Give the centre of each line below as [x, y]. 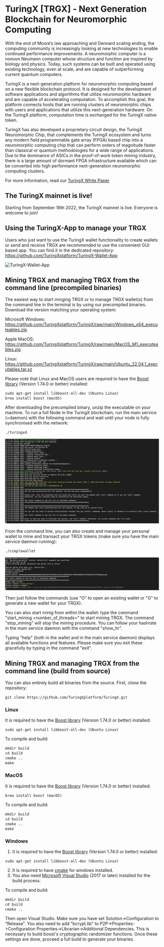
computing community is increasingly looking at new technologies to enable [82, 48]
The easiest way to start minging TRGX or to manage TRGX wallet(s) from [79, 300]
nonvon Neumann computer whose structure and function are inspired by [79, 59]
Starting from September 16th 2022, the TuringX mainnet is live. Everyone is [81, 207]
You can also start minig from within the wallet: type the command [72, 613]
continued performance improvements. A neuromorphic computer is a [75, 53]
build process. [26, 880]
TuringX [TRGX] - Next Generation [76, 9]
